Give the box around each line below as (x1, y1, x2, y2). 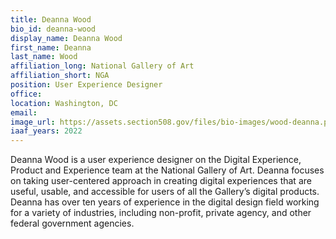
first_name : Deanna (10, 42, 92, 53)
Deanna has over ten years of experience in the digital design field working (10, 196, 320, 208)
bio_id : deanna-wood (10, 24, 97, 34)
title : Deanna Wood (10, 14, 92, 25)
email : (10, 107, 38, 118)
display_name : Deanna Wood (10, 33, 123, 43)
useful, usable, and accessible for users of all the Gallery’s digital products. (10, 186, 320, 198)
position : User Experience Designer (10, 80, 163, 90)
